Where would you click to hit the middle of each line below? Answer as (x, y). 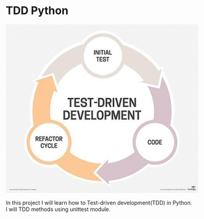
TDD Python (37, 11)
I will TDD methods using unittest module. (58, 209)
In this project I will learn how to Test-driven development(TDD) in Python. (99, 202)
